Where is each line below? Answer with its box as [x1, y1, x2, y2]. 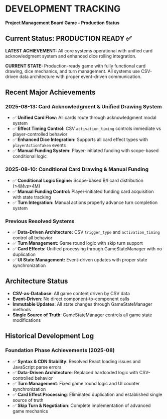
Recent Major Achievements [5, 88, 96, 97]
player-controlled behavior [12, 131, 68, 137]
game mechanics [12, 408, 49, 414]
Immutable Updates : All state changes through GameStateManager [12, 301, 152, 307]
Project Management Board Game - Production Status [5, 20, 120, 26]
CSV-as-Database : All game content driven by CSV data [12, 290, 130, 296]
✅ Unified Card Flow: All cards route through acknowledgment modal [12, 114, 156, 121]
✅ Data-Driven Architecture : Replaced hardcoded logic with [12, 369, 138, 375]
